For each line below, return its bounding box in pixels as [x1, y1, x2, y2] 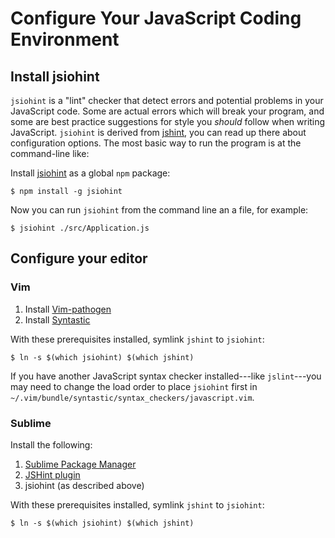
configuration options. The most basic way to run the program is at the [10, 137, 302, 149]
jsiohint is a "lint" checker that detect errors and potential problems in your [10, 95, 324, 106]
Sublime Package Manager [24, 458, 137, 470]
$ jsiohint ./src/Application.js [10, 223, 150, 233]
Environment [10, 28, 120, 51]
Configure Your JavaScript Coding [10, 7, 302, 30]
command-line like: [10, 148, 90, 159]
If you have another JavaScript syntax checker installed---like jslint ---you [10, 370, 322, 382]
